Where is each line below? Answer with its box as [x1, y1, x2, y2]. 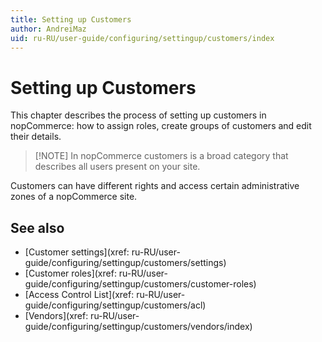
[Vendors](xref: [24, 310, 89, 322]
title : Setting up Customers [10, 14, 132, 25]
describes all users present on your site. [34, 161, 201, 173]
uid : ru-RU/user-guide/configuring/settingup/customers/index [10, 33, 275, 43]
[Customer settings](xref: [24, 246, 130, 258]
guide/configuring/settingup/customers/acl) [24, 299, 207, 311]
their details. [10, 131, 62, 143]
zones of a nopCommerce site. [10, 191, 138, 203]
